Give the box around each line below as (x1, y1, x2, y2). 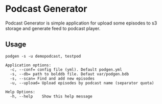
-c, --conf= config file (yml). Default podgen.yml (10, 67, 123, 72)
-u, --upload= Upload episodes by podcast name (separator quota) (10, 80, 154, 86)
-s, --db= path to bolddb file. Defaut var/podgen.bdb (10, 71, 129, 76)
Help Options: (5, 89, 36, 94)
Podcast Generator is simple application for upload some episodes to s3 (5, 20, 157, 26)
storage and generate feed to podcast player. (5, 25, 101, 31)
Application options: (5, 62, 52, 68)
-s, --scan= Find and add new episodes (10, 76, 95, 81)
